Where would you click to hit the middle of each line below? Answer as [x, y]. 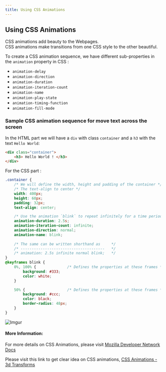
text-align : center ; [35, 208]
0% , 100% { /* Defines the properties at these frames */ [89, 267]
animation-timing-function [40, 103]
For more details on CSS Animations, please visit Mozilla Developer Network [83, 345]
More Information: [24, 333]
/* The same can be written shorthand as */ [65, 244]
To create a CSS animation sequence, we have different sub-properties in [80, 56]
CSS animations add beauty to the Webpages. [52, 42]
